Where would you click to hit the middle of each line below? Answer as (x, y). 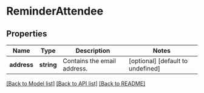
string (48, 65)
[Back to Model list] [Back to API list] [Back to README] (76, 84)
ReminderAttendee (55, 11)
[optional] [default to (158, 61)
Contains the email (90, 61)
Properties (27, 34)
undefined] (144, 68)
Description (93, 51)
